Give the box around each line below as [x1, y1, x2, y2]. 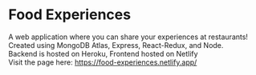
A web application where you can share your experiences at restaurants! [8, 32, 249, 41]
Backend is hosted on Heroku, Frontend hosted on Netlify [8, 49, 198, 58]
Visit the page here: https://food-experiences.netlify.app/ [8, 57, 197, 67]
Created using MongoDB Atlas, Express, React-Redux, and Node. [8, 40, 224, 49]
